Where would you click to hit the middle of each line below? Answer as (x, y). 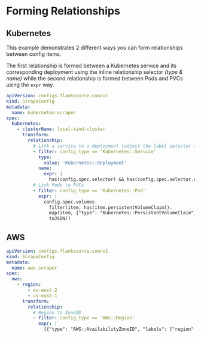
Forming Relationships (63, 11)
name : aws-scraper (35, 268)
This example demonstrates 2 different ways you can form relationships (95, 47)
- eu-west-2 (43, 290)
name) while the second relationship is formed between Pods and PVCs (95, 78)
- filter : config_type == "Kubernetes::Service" (95, 151)
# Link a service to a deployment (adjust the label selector (112, 146)
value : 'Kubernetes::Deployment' (86, 163)
